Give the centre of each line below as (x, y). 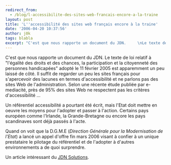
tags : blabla (19, 39)
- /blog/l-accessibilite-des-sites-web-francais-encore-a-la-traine (84, 15)
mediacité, (16, 90)
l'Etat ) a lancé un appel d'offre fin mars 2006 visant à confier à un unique (82, 136)
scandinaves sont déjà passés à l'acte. (46, 121)
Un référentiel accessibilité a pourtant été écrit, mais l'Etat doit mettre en (81, 105)
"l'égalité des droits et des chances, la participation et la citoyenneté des (81, 63)
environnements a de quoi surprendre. (46, 147)
